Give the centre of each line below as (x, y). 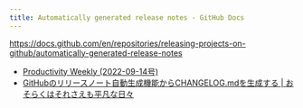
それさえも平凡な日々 (94, 94)
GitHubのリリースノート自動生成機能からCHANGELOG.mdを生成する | (153, 83)
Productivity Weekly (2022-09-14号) (90, 71)
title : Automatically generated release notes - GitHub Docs (127, 18)
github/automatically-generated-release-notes (96, 53)
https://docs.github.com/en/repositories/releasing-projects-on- (128, 43)
